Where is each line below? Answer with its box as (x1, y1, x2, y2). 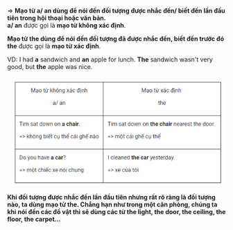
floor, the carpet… (7, 215, 61, 224)
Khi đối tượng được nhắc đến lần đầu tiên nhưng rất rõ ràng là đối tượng (7, 193, 216, 202)
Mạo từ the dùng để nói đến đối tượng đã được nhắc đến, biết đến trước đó (7, 35, 224, 43)
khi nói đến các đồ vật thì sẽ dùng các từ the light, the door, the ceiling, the (7, 208, 226, 216)
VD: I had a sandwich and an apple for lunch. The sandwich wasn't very (7, 55, 214, 64)
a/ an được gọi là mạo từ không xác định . (7, 21, 126, 29)
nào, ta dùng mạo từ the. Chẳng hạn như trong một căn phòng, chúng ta (7, 200, 218, 209)
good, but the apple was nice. (7, 63, 93, 70)
